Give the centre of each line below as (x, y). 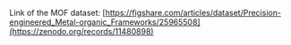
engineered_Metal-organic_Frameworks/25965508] (105, 22)
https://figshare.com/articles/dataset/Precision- (193, 13)
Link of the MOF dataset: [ (57, 13)
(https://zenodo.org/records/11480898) (81, 31)
